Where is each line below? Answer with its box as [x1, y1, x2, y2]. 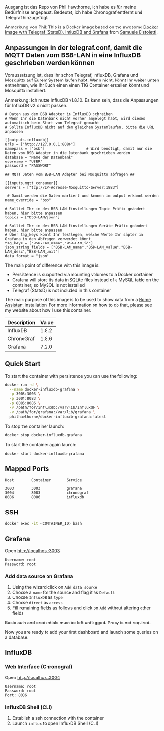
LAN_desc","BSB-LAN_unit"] [5, 249, 60, 254]
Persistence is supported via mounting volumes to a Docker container [12, 271, 153, 277]
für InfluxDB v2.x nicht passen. [5, 102, 68, 108]
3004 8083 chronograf [5, 490, 89, 495]
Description [7, 319, 36, 325]
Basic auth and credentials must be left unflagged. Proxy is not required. [5, 620, 151, 625]
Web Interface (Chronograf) [5, 663, 73, 670]
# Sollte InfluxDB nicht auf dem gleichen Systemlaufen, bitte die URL [5, 125, 154, 130]
